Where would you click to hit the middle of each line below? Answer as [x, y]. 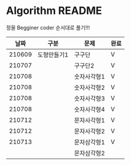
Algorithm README [54, 11]
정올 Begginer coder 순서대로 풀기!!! [48, 27]
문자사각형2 [89, 131]
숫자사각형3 [89, 99]
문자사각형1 [89, 120]
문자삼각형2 [89, 153]
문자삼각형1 [89, 142]
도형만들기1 [53, 55]
